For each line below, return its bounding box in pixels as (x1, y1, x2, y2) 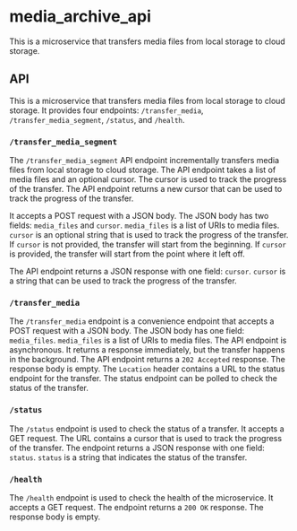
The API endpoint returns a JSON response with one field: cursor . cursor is (9, 266, 286, 277)
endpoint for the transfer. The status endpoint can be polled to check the (9, 373, 277, 384)
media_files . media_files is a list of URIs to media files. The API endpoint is (9, 335, 287, 346)
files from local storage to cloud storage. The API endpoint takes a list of (9, 164, 276, 176)
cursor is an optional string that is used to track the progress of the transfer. (9, 230, 289, 240)
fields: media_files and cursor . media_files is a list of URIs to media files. (9, 220, 280, 231)
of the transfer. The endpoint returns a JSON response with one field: (9, 442, 266, 453)
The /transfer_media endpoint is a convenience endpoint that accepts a (9, 316, 275, 326)
